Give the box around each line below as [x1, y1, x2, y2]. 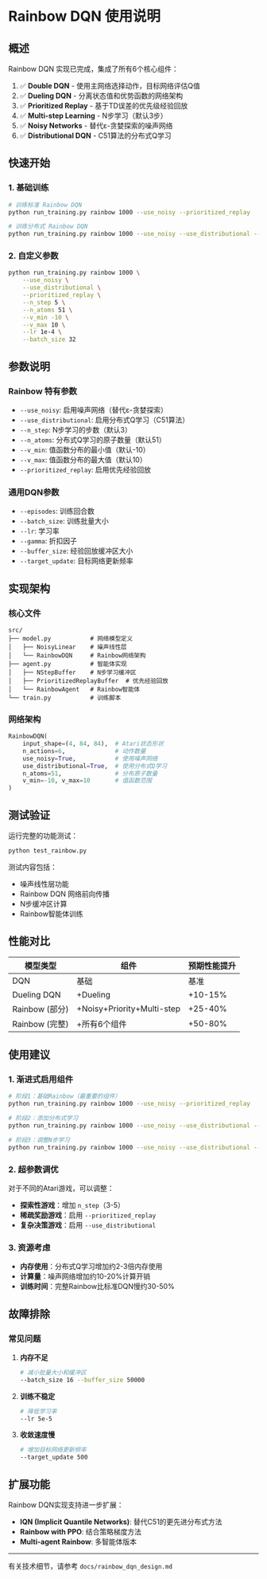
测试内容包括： [8, 862, 57, 872]
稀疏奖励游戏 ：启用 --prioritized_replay [19, 1210, 157, 1220]
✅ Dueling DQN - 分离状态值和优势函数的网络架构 [19, 91, 184, 100]
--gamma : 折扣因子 [19, 536, 77, 546]
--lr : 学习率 [19, 527, 60, 536]
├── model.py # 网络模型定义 [8, 634, 133, 642]
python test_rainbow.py [8, 847, 87, 855]
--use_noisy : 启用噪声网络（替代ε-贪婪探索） [19, 405, 168, 414]
